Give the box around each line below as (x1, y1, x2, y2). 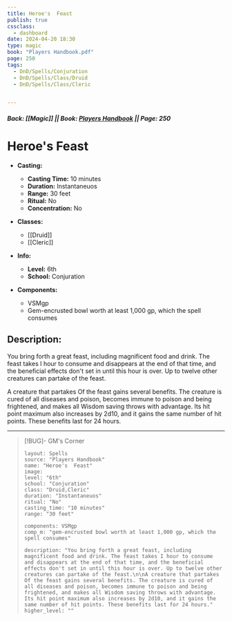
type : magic (7, 42, 41, 49)
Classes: (17, 217, 43, 225)
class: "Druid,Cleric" (23, 486, 90, 493)
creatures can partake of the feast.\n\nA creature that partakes (23, 571, 220, 577)
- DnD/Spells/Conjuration (13, 68, 88, 75)
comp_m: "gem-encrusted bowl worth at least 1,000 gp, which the (23, 528, 216, 535)
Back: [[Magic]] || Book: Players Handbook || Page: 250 (7, 114, 171, 122)
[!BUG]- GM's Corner (23, 437, 85, 445)
